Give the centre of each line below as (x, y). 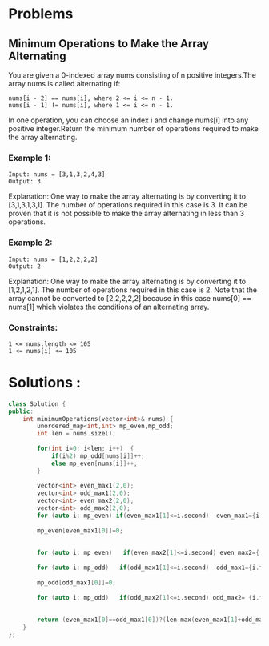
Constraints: (33, 327)
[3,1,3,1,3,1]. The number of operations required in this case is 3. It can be (128, 205)
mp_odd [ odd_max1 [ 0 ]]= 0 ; (76, 582)
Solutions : (45, 383)
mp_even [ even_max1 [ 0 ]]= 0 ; (80, 530)
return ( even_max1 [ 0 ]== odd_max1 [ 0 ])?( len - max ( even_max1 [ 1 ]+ (139, 620)
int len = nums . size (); (76, 434)
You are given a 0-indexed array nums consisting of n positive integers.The (132, 75)
